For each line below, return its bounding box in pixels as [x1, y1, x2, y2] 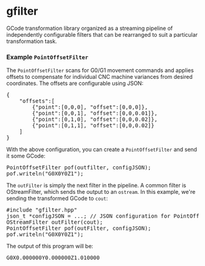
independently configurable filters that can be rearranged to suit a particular [6, 31, 198, 38]
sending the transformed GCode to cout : [6, 194, 108, 202]
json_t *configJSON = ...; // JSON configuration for [6, 213, 171, 220]
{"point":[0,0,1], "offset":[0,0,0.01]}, [32, 110, 158, 117]
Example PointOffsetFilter [6, 53, 88, 61]
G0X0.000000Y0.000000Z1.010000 [6, 254, 100, 261]
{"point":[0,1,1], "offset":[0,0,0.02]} [32, 122, 154, 129]
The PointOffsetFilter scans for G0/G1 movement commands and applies [6, 67, 194, 74]
